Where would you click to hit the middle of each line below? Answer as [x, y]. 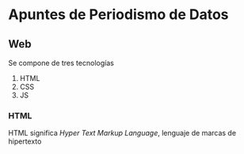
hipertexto [25, 141]
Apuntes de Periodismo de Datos [118, 15]
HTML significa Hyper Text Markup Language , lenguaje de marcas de [122, 133]
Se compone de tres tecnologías [61, 63]
